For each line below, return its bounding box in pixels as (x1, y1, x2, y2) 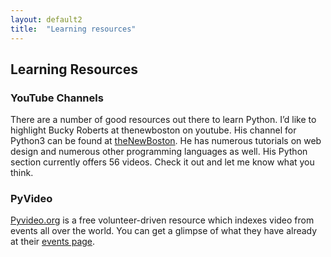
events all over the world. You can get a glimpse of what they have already (10, 225, 318, 237)
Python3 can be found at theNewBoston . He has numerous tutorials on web (10, 135, 322, 147)
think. (10, 167, 34, 179)
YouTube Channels (10, 91, 104, 105)
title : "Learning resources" (10, 24, 137, 34)
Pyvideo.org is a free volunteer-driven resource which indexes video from (10, 214, 315, 226)
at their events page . (10, 236, 96, 248)
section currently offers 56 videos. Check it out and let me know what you (10, 156, 315, 168)
